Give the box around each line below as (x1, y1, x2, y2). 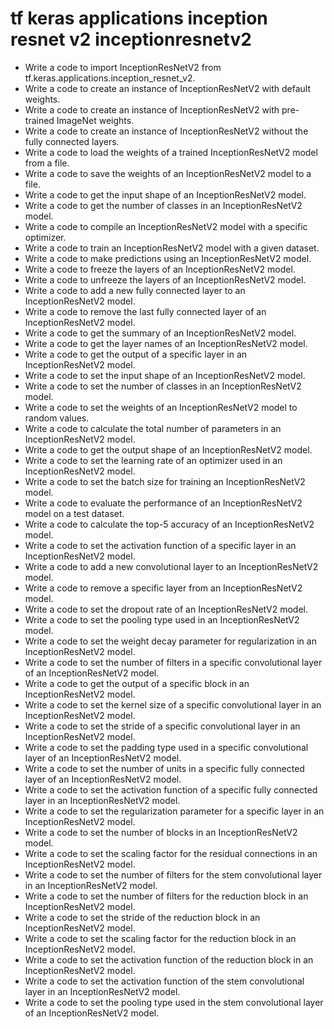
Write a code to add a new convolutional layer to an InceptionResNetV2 (24, 560, 319, 572)
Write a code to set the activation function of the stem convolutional (24, 975, 305, 987)
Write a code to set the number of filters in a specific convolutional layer (24, 656, 323, 668)
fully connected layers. (24, 135, 120, 147)
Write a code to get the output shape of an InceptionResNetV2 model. (24, 443, 313, 456)
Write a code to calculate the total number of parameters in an (24, 422, 282, 434)
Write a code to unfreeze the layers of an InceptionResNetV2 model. (24, 273, 307, 286)
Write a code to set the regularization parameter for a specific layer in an (24, 805, 325, 817)
